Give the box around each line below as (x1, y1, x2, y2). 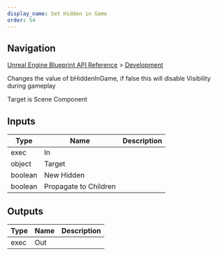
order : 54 (7, 17, 36, 24)
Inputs (7, 115, 36, 127)
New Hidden (44, 170, 85, 180)
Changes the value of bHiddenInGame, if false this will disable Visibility (7, 74, 211, 83)
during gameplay (7, 81, 56, 90)
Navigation (7, 42, 56, 54)
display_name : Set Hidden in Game (7, 10, 108, 17)
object (10, 159, 31, 169)
